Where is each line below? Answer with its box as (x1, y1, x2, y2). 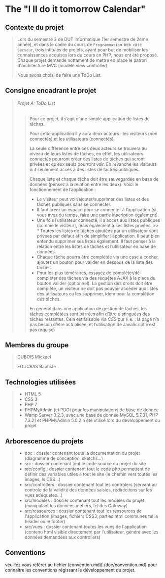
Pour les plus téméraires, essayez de (36, 270, 112, 276)
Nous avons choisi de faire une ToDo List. (17, 72, 102, 78)
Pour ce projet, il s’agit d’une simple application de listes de (29, 115, 150, 122)
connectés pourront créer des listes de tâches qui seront (29, 156, 145, 162)
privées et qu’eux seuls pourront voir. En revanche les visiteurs (29, 161, 157, 167)
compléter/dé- (112, 270, 142, 276)
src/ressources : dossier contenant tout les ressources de (24, 508, 142, 514)
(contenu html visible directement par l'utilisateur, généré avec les (24, 529, 159, 535)
